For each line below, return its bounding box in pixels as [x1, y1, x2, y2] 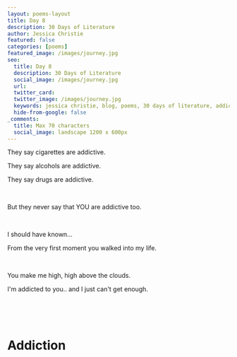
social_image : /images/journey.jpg [13, 76, 119, 83]
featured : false [7, 37, 55, 44]
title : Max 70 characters [13, 122, 90, 129]
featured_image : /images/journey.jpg [7, 50, 119, 57]
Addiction [7, 337, 66, 353]
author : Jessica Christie [7, 30, 83, 37]
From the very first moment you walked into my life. [7, 244, 157, 252]
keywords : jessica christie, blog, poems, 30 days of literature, [13, 103, 213, 110]
